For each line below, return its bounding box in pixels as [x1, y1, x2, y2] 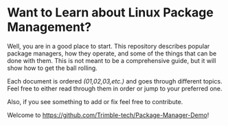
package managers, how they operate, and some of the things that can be [7, 49, 217, 58]
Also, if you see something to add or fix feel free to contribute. [7, 97, 183, 105]
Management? [7, 19, 91, 35]
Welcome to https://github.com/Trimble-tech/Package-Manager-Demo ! [7, 111, 209, 119]
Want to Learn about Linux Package [7, 5, 214, 21]
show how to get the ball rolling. [7, 64, 98, 72]
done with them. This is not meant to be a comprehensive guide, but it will [7, 56, 216, 64]
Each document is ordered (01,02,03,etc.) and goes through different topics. [7, 77, 223, 85]
